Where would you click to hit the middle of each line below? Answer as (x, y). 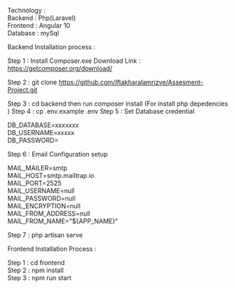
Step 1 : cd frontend (36, 263)
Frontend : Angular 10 (39, 25)
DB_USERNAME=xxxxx (41, 133)
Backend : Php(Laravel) (42, 18)
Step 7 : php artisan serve (45, 235)
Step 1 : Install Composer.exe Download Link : (74, 61)
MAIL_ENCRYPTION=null (44, 206)
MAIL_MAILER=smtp (37, 168)
